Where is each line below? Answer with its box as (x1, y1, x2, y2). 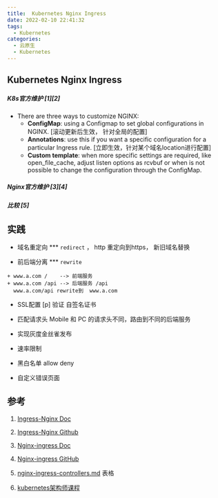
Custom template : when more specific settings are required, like (27, 151, 212, 159)
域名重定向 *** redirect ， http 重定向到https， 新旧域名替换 (17, 243, 190, 252)
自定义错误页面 (17, 374, 60, 382)
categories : (7, 36, 41, 43)
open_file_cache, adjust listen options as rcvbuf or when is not (27, 159, 205, 167)
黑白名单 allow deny (17, 359, 75, 368)
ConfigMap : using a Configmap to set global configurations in (27, 119, 204, 128)
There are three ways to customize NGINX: (17, 112, 139, 121)
